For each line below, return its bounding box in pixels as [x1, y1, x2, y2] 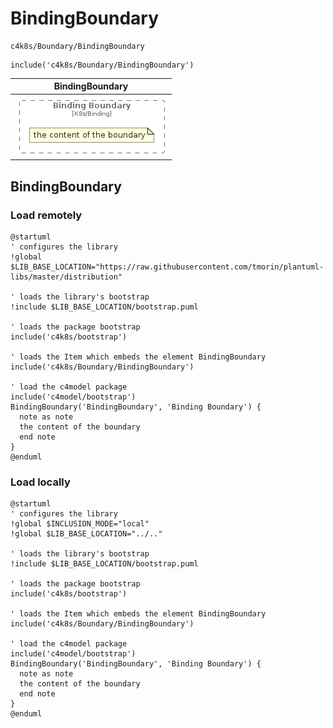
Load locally [10, 475, 71, 489]
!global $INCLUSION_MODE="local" [10, 519, 150, 529]
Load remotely [10, 208, 83, 222]
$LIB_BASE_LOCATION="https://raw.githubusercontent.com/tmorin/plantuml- [10, 262, 325, 272]
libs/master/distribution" [10, 272, 123, 282]
